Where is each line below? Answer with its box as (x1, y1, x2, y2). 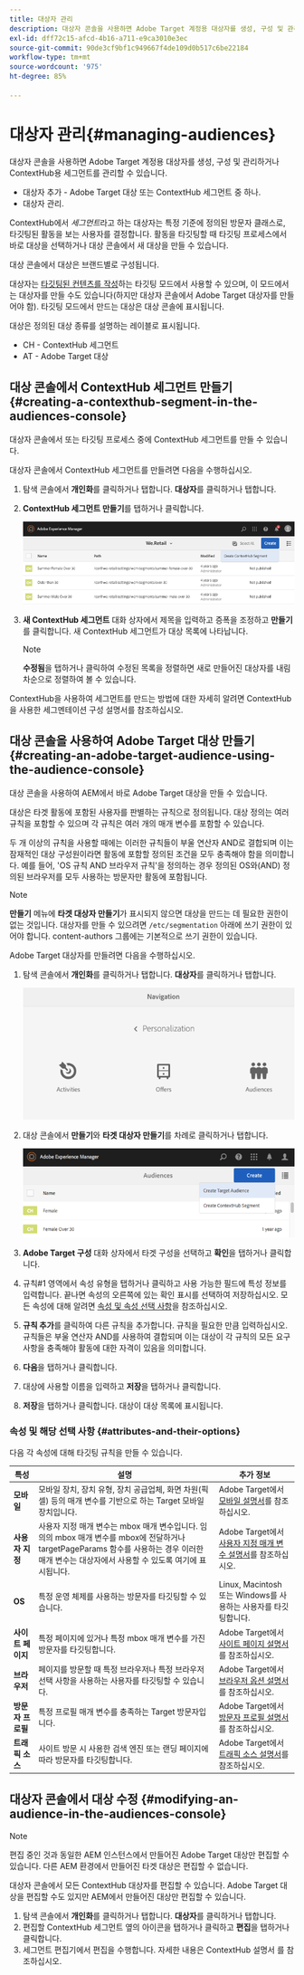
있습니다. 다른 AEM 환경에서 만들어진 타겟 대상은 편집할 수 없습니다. (9, 1860, 249, 1871)
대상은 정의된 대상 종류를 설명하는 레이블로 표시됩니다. (9, 320, 201, 330)
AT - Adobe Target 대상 (22, 350, 109, 361)
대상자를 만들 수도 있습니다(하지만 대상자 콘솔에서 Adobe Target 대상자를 (18, 290, 278, 301)
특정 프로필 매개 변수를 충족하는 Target (38, 1706, 176, 1717)
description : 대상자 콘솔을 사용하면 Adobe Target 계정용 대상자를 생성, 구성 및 (9, 24, 284, 33)
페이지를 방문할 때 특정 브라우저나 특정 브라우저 (38, 1664, 205, 1674)
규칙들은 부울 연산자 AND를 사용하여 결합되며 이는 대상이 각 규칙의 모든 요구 (22, 1331, 291, 1341)
